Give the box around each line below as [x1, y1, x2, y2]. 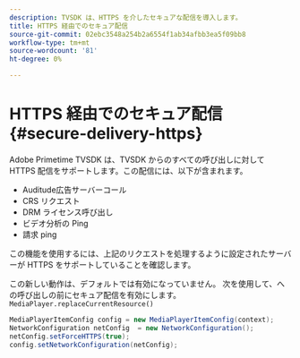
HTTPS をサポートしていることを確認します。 [26, 259, 196, 269]
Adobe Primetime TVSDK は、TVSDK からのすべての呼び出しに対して [9, 154, 266, 165]
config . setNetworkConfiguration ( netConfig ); [9, 340, 178, 349]
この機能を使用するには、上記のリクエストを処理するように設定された [9, 248, 269, 259]
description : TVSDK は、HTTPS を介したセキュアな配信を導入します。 [9, 13, 243, 22]
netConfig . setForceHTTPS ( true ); [9, 332, 130, 341]
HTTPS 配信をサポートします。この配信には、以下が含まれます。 [9, 165, 248, 175]
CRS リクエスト [21, 195, 81, 206]
